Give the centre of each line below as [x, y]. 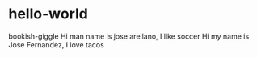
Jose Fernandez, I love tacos [57, 44]
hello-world [48, 14]
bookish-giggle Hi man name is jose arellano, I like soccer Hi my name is [129, 36]
